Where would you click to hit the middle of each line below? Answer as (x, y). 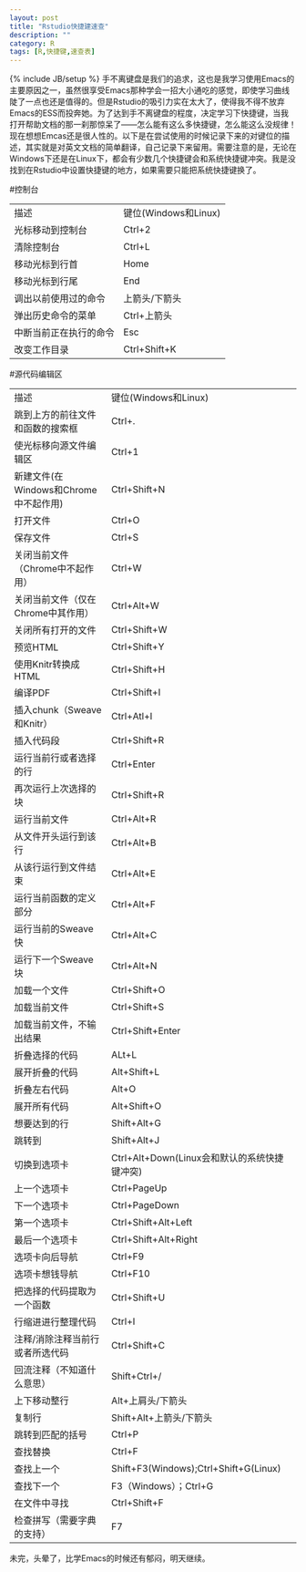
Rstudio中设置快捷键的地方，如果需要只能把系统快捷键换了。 (147, 171)
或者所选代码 (42, 1353)
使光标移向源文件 (51, 446)
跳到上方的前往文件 (56, 415)
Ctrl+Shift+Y (138, 646)
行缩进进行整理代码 (56, 1322)
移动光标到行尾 (46, 282)
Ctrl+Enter (133, 764)
